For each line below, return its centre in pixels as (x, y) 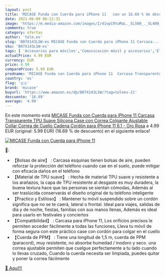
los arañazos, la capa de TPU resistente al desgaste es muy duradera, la (85, 182)
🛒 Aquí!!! (14, 268)
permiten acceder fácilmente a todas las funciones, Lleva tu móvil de (82, 226)
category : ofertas (24, 33)
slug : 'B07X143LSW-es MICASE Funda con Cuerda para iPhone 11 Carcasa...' (83, 42)
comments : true (21, 28)
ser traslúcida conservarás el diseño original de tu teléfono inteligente (83, 193)
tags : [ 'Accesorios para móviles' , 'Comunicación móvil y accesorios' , (80, 51)
